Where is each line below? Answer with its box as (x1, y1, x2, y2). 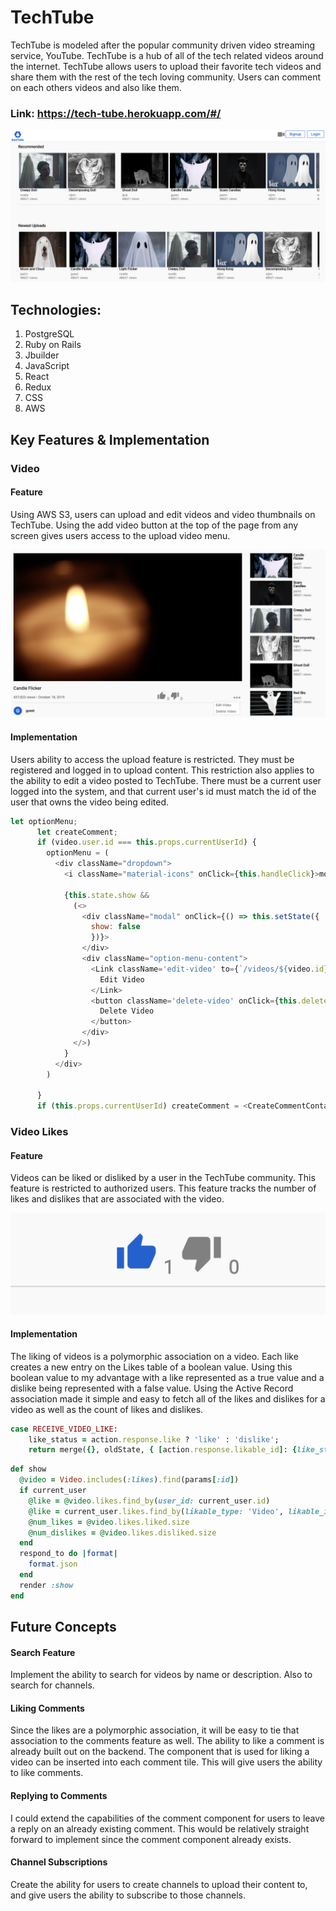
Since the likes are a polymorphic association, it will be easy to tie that (10, 1724, 300, 1736)
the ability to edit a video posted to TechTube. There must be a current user (10, 774, 322, 786)
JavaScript (24, 360, 70, 372)
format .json (28, 1559, 78, 1570)
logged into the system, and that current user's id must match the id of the (10, 785, 317, 797)
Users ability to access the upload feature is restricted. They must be (10, 753, 295, 765)
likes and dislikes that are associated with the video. (10, 1193, 225, 1205)
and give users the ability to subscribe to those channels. (10, 1889, 247, 1901)
